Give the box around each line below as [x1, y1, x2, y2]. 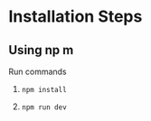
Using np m [8, 42, 74, 58]
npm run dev [21, 103, 67, 112]
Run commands [8, 66, 67, 77]
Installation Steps [8, 6, 143, 27]
